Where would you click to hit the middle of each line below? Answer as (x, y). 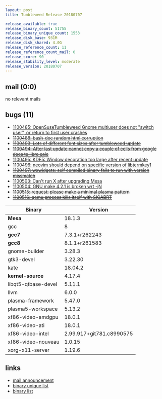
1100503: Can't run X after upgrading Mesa (57, 181)
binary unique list (31, 385)
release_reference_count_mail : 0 (40, 52)
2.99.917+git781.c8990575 (99, 334)
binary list (23, 391)
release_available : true (31, 24)
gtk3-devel (21, 259)
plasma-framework (31, 301)
